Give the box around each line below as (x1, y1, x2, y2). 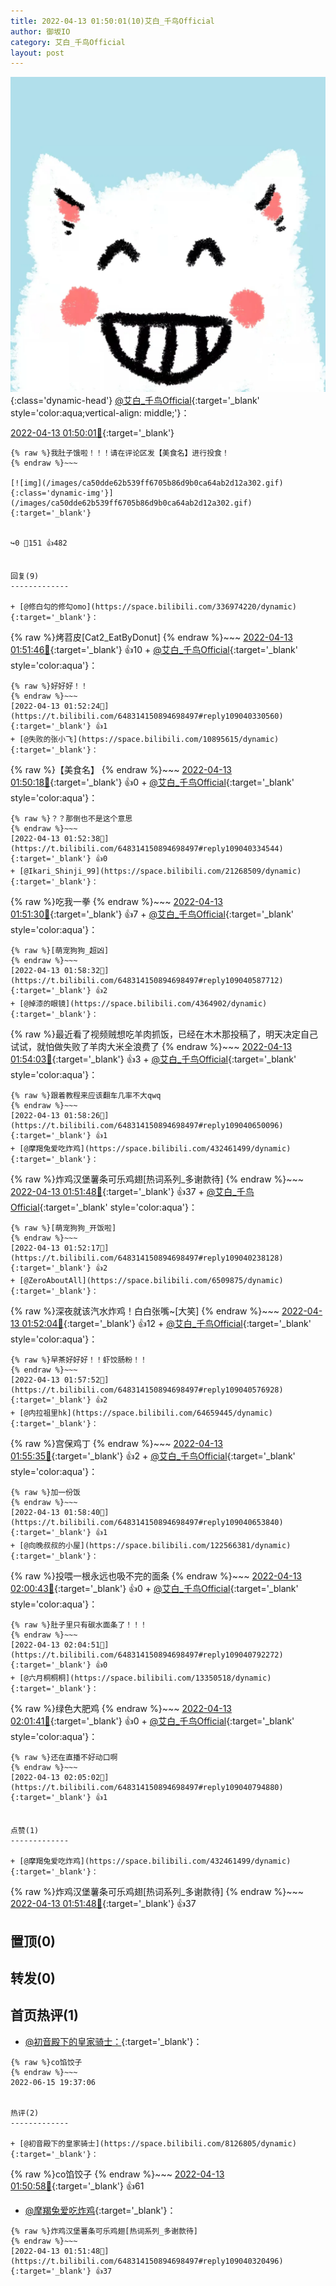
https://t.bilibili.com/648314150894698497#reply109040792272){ (10, 1650, 284, 1660)
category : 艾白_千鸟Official (10, 37, 126, 47)
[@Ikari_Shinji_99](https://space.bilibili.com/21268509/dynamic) (19, 866, 302, 877)
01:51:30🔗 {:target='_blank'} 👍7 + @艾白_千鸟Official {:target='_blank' (10, 908, 295, 920)
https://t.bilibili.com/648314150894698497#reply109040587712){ (10, 976, 284, 986)
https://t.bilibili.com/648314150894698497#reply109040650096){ (10, 1121, 284, 1131)
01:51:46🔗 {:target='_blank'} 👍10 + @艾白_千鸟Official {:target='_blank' (10, 644, 298, 656)
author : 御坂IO (10, 26, 71, 37)
